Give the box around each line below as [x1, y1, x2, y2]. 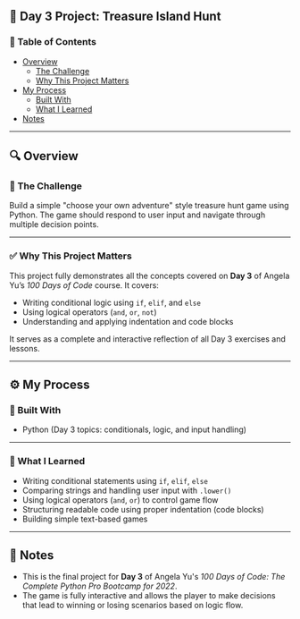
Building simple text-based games [21, 513, 148, 524]
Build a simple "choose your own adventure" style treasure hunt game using [9, 200, 289, 211]
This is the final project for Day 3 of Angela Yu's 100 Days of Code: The [21, 572, 286, 582]
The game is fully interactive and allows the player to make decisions [21, 590, 276, 601]
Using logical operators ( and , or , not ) [21, 306, 158, 318]
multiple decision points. [9, 219, 100, 230]
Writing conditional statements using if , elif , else [21, 475, 208, 486]
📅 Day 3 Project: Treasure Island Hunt [9, 9, 221, 24]
